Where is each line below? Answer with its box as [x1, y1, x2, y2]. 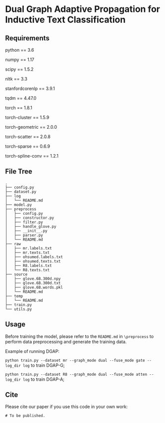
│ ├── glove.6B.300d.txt [5, 280, 61, 285]
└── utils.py [5, 307, 32, 312]
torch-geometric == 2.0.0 [5, 124, 57, 130]
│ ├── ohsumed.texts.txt [5, 258, 61, 264]
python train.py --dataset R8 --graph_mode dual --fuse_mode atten [5, 372, 148, 377]
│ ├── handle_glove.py [5, 224, 56, 229]
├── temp [5, 293, 23, 299]
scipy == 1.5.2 [5, 66, 34, 72]
